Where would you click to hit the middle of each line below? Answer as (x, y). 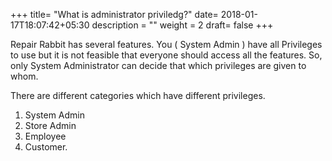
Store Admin (50, 125)
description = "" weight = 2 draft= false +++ (182, 25)
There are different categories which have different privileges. (138, 95)
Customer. (46, 147)
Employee (45, 136)
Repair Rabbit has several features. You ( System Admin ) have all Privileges (166, 44)
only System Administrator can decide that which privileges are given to (158, 65)
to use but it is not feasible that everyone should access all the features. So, (166, 55)
